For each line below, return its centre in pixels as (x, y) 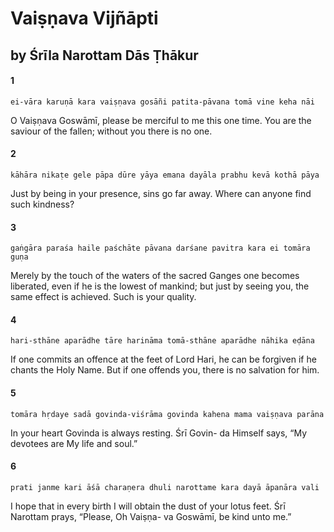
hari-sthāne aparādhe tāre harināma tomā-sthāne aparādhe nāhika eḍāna (162, 341)
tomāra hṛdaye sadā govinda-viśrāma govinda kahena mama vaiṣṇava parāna (167, 414)
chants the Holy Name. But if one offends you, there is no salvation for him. (165, 370)
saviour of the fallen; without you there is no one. (111, 131)
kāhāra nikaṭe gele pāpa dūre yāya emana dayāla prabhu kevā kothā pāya (165, 175)
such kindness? (42, 204)
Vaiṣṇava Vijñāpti (84, 18)
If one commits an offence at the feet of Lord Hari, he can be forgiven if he (163, 359)
